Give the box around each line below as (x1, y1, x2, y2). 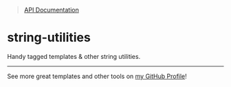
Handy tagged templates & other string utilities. (7, 52, 141, 60)
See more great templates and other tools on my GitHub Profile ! (7, 72, 187, 80)
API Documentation (23, 6, 79, 14)
